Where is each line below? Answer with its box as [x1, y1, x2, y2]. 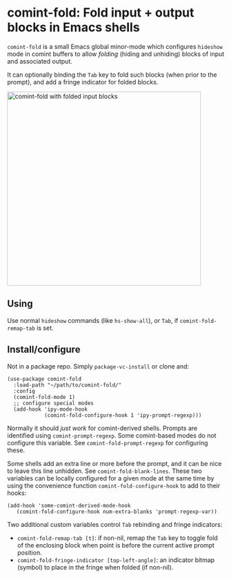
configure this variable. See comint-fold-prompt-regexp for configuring [7, 438, 208, 447]
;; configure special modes [13, 400, 94, 407]
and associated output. [7, 57, 72, 65]
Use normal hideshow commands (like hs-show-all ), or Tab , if [7, 316, 179, 324]
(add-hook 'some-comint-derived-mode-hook [7, 502, 131, 509]
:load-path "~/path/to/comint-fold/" [13, 382, 122, 389]
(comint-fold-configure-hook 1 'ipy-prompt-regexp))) [43, 411, 202, 419]
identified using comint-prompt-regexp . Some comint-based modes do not [7, 431, 217, 440]
